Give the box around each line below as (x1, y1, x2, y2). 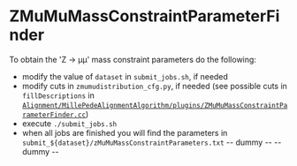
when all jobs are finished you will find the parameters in (21, 127, 228, 138)
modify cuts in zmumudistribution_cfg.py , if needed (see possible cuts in (21, 80, 287, 91)
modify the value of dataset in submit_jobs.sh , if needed (21, 71, 228, 81)
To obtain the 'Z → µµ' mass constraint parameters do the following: (9, 54, 256, 64)
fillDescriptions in (21, 90, 95, 101)
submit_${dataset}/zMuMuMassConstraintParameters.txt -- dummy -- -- (21, 137, 282, 147)
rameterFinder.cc (21, 110, 87, 119)
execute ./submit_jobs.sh (21, 117, 118, 129)
